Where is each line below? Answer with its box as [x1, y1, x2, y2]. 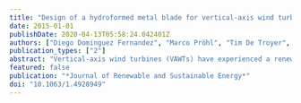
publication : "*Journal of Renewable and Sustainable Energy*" [9, 72, 251, 81]
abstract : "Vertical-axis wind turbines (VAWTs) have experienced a [9, 55, 271, 64]
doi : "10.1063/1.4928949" [9, 80, 106, 89]
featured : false [9, 64, 70, 73]
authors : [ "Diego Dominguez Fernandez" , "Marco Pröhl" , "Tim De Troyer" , [9, 38, 291, 47]
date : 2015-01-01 [9, 21, 74, 30]
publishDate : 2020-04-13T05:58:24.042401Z [9, 30, 170, 39]
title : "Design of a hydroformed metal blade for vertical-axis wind [9, 13, 275, 22]
